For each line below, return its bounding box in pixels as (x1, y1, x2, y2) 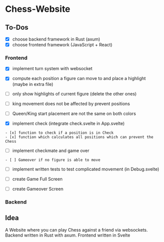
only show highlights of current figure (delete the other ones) (12, 90, 137, 97)
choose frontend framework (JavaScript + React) (12, 42, 113, 48)
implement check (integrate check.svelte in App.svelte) (12, 120, 125, 126)
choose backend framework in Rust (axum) (12, 36, 100, 42)
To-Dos (5, 23, 29, 32)
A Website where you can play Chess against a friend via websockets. (5, 227, 148, 233)
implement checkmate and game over (12, 147, 90, 154)
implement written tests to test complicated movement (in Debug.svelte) (12, 166, 160, 172)
